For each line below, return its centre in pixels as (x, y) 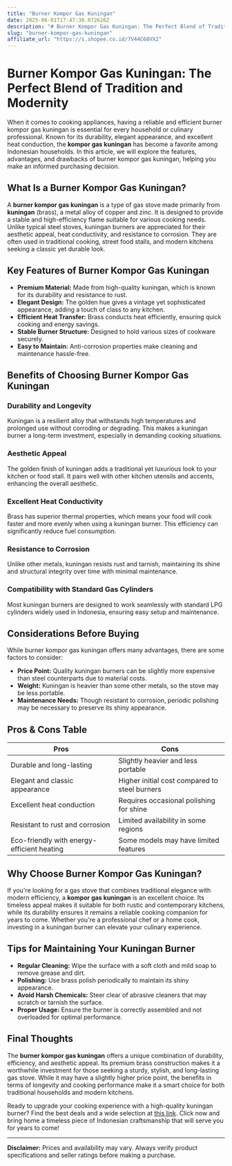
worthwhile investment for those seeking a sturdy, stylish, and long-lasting (113, 1070)
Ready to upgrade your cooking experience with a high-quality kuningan (110, 1106)
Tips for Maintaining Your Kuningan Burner (101, 949)
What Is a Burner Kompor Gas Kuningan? (97, 188)
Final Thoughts (40, 1039)
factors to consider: (35, 658)
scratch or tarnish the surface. (60, 1002)
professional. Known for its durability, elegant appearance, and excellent (110, 137)
